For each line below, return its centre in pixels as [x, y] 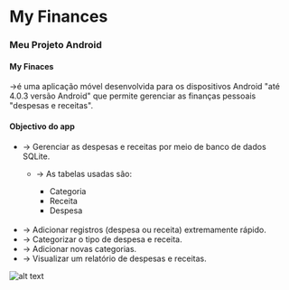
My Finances [59, 17]
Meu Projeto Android [56, 45]
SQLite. [36, 156]
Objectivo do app [42, 126]
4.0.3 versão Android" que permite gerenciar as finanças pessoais [133, 96]
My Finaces [32, 66]
